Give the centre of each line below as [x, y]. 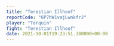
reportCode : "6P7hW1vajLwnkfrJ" [46, 17]
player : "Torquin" [29, 23]
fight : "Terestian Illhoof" [41, 28]
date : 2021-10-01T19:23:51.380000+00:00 [57, 34]
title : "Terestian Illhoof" [41, 12]
